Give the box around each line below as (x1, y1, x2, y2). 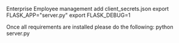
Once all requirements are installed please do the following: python (6, 24, 174, 30)
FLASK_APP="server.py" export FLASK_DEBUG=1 (6, 12, 130, 19)
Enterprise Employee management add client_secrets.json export (6, 5, 169, 12)
